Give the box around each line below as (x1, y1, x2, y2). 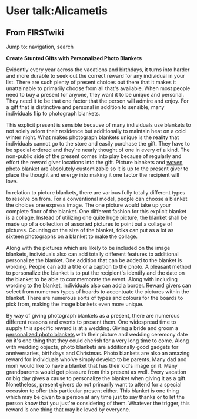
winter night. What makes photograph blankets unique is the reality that (6, 134, 179, 141)
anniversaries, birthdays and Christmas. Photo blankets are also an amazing (6, 349, 190, 357)
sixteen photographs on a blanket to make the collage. (6, 233, 138, 240)
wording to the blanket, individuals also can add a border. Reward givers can (6, 282, 191, 289)
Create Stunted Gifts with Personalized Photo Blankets (6, 55, 142, 61)
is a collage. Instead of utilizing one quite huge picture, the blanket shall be (6, 214, 188, 221)
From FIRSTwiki (6, 28, 64, 38)
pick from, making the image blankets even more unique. (6, 301, 144, 308)
